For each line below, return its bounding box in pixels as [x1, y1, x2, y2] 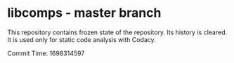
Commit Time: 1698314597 [7, 49, 85, 57]
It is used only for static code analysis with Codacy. [7, 35, 156, 43]
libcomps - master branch [7, 5, 162, 21]
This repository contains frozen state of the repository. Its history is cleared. [7, 28, 227, 36]
